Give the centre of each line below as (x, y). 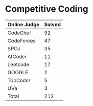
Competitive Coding (47, 9)
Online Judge (23, 24)
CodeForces (22, 41)
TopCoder (19, 80)
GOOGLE (18, 72)
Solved (52, 24)
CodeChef (19, 33)
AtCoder (17, 56)
